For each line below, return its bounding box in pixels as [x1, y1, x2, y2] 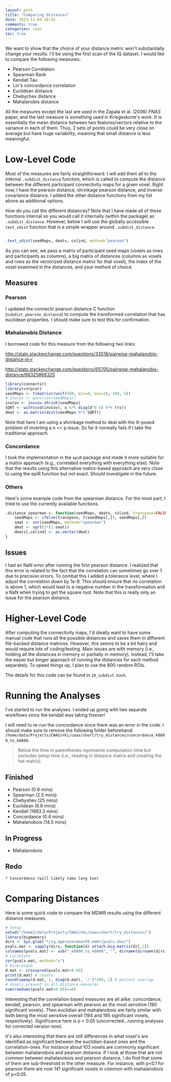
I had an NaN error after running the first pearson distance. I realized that [5, 562, 159, 568]
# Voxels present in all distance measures [5, 982, 99, 987]
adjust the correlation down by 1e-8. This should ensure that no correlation [5, 578, 162, 584]
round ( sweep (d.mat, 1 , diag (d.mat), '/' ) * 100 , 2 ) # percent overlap [5, 977, 154, 982]
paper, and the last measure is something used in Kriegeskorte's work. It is [5, 114, 162, 120]
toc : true [5, 31, 26, 36]
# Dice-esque [5, 963, 33, 968]
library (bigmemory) [5, 934, 47, 940]
